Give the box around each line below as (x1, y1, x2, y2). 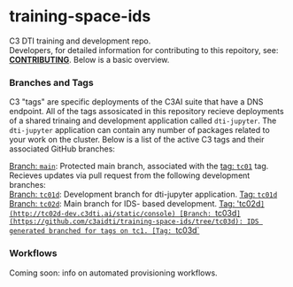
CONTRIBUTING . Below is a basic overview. (9, 54, 170, 65)
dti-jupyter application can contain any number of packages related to (9, 125, 270, 136)
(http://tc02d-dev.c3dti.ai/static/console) (9, 210, 176, 219)
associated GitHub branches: (9, 143, 115, 154)
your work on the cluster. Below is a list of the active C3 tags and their (9, 135, 265, 145)
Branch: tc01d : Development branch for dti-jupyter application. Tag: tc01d (9, 189, 278, 200)
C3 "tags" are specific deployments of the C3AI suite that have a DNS (9, 97, 264, 107)
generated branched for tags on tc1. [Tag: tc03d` (9, 225, 200, 236)
